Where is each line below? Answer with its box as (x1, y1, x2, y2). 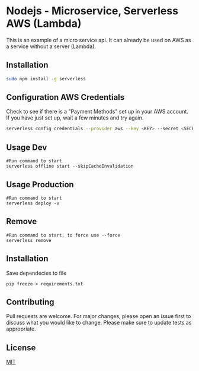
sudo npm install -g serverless (6, 76, 86, 81)
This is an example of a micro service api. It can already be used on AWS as (6, 36, 191, 43)
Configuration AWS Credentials (6, 92, 125, 102)
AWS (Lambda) (6, 17, 82, 30)
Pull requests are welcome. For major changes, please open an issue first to (6, 313, 191, 320)
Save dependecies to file (6, 269, 67, 276)
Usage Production (6, 180, 74, 190)
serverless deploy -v (6, 200, 60, 206)
